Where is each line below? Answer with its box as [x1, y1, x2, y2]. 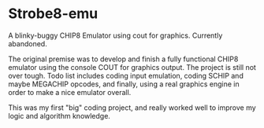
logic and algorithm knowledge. [8, 111, 110, 120]
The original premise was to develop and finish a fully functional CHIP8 [8, 54, 239, 64]
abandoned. [8, 38, 47, 48]
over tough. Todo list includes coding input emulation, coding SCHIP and [8, 71, 244, 80]
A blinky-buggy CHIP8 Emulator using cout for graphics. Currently [8, 31, 223, 40]
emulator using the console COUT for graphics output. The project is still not [8, 62, 256, 71]
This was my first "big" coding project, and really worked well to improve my [8, 103, 256, 112]
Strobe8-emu [8, 5, 99, 23]
